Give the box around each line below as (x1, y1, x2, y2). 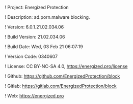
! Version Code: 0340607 (5, 53, 58, 59)
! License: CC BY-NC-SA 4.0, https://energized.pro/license (5, 63, 128, 69)
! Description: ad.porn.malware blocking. (5, 14, 90, 20)
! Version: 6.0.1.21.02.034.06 (5, 24, 64, 30)
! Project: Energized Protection (5, 5, 69, 10)
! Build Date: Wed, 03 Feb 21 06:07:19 (5, 44, 83, 50)
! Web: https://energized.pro (5, 93, 64, 98)
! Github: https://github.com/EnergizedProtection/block (5, 73, 120, 79)
